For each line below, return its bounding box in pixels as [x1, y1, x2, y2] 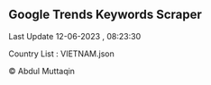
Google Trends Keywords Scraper [8, 7, 202, 22]
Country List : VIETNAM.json [8, 48, 115, 59]
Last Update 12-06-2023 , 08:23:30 [8, 30, 142, 41]
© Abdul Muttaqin [8, 65, 76, 76]
